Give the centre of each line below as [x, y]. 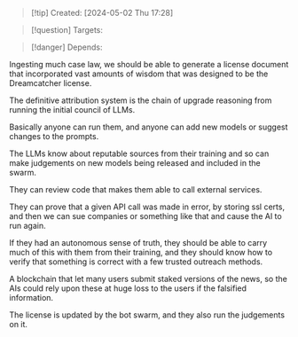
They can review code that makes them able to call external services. [136, 189]
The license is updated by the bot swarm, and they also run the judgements [147, 315]
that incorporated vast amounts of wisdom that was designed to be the [139, 74]
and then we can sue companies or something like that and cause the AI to [145, 216]
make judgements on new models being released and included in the [135, 163]
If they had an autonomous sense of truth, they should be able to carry [138, 243]
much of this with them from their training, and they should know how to [141, 252]
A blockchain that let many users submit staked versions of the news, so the [149, 279]
